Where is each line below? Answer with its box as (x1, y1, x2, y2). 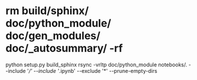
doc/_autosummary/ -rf (5, 42, 123, 55)
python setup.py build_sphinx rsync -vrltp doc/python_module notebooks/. (5, 61, 188, 68)
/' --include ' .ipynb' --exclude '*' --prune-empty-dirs (28, 67, 157, 74)
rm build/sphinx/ (5, 4, 89, 18)
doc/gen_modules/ (5, 29, 101, 42)
